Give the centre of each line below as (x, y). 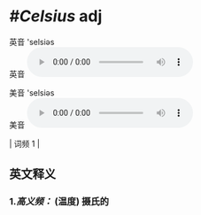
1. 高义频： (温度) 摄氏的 (59, 202)
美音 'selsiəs (32, 92)
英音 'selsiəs (32, 42)
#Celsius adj (56, 16)
